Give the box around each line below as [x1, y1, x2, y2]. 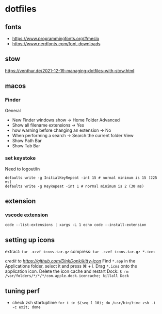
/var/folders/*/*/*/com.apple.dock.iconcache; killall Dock [5, 274, 130, 279]
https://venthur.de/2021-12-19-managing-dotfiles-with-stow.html [5, 68, 135, 73]
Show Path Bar [12, 138, 42, 143]
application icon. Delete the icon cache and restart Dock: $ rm [5, 268, 129, 274]
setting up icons [5, 236, 55, 244]
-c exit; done [12, 305, 41, 310]
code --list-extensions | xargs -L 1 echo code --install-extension [5, 223, 146, 227]
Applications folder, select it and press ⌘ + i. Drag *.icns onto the [5, 263, 137, 269]
